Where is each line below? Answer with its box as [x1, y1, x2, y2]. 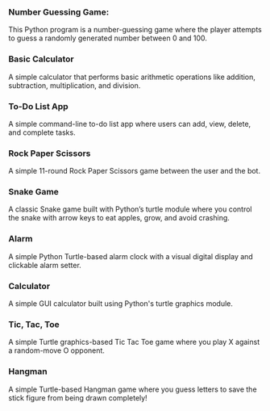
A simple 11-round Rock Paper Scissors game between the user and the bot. [8, 166, 260, 176]
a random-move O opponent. [8, 346, 105, 355]
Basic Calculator [8, 53, 74, 65]
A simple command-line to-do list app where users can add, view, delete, [8, 119, 251, 128]
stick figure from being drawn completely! [8, 392, 147, 402]
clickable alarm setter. [8, 260, 82, 270]
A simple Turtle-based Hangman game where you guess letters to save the [8, 384, 257, 394]
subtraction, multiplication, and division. [8, 80, 141, 90]
